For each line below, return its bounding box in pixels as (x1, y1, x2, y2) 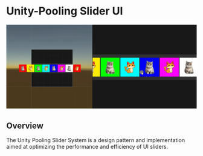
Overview (6, 120, 44, 131)
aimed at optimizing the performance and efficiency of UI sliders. (6, 143, 168, 151)
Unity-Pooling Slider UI (6, 4, 123, 18)
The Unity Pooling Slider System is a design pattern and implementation (6, 137, 185, 144)
